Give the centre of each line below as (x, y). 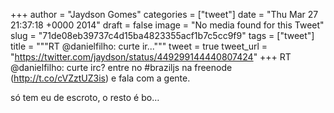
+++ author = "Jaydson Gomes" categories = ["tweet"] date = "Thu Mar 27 (164, 14)
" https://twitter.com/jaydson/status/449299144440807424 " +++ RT (151, 57)
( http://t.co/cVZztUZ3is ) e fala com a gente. (100, 78)
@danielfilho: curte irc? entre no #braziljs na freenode (121, 67)
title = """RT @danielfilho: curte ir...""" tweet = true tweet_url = (139, 46)
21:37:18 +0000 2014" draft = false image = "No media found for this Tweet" (167, 25)
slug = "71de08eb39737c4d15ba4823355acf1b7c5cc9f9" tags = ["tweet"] (162, 35)
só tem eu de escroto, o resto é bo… (85, 97)
